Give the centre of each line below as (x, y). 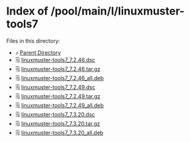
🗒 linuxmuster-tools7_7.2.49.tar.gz (58, 96)
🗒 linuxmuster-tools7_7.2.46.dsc (55, 59)
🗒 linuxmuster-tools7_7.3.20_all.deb (59, 132)
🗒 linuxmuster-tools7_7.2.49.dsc (55, 87)
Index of (27, 11)
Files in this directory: (33, 41)
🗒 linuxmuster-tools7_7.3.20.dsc (55, 114)
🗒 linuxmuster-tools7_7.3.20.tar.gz (57, 123)
